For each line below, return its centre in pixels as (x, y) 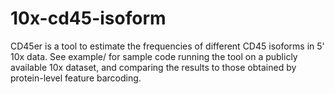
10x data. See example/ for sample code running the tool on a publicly (154, 56)
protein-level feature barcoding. (76, 78)
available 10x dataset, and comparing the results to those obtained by (153, 67)
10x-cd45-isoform (88, 18)
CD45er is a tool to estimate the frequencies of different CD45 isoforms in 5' (167, 46)
